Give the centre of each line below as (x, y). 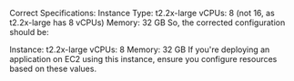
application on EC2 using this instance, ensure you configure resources (143, 59)
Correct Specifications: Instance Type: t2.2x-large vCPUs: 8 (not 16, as (142, 13)
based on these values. (53, 68)
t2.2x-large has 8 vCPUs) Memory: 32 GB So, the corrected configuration (147, 22)
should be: (30, 32)
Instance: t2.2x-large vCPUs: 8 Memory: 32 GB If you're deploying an (140, 49)
